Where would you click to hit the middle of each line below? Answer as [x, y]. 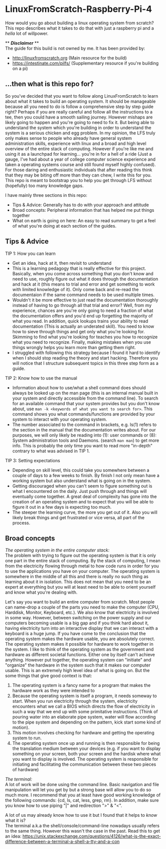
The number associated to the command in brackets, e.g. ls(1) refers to [84, 424]
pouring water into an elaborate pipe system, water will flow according [84, 717]
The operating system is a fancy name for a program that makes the [81, 685]
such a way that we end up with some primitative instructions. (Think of [85, 712]
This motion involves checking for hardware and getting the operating [83, 733]
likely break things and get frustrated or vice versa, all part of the [78, 517]
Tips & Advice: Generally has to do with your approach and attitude [81, 205]
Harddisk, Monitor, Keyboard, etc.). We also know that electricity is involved [82, 612]
